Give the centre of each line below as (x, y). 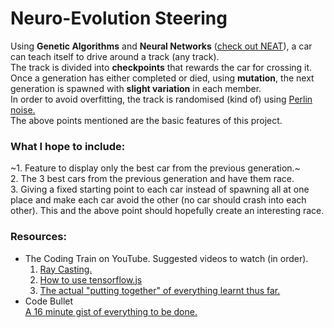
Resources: (38, 237)
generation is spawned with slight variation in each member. (136, 88)
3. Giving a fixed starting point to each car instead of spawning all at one (160, 189)
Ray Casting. (66, 269)
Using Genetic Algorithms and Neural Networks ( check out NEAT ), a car (161, 46)
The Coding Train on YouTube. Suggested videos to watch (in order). (166, 258)
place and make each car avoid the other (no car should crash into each (158, 200)
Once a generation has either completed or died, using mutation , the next (162, 78)
